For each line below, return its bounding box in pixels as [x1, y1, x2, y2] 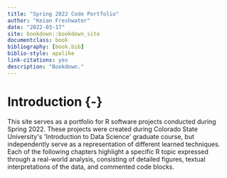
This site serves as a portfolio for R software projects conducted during [7, 117, 216, 126]
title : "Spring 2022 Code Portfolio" [7, 10, 120, 18]
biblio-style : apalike [7, 50, 75, 57]
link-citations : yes [7, 57, 69, 64]
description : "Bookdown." [7, 63, 84, 70]
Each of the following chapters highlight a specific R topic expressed [7, 147, 208, 156]
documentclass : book [7, 37, 69, 44]
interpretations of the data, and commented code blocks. [7, 162, 175, 171]
